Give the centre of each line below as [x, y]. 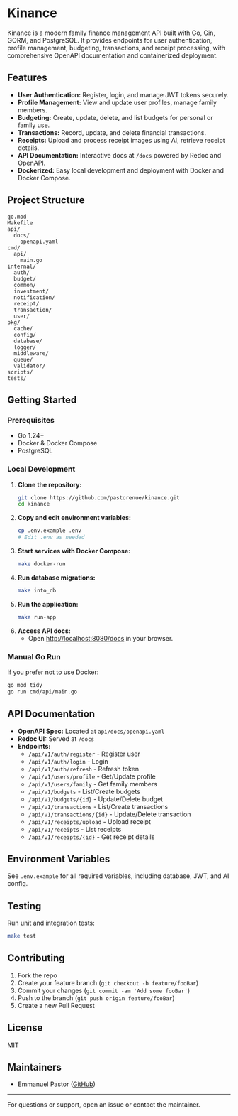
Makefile [20, 223]
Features [27, 78]
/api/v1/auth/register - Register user [84, 754]
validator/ [30, 366]
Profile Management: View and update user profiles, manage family [117, 102]
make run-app [37, 617]
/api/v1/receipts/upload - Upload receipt [89, 821]
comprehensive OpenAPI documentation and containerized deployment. [113, 55]
